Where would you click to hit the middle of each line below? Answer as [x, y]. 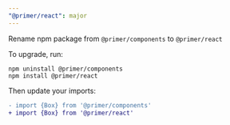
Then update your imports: [52, 91]
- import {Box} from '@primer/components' [80, 105]
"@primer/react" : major [48, 16]
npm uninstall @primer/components [66, 69]
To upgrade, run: [36, 54]
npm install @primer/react [53, 76]
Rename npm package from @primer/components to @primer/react [115, 38]
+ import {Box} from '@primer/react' [71, 113]
